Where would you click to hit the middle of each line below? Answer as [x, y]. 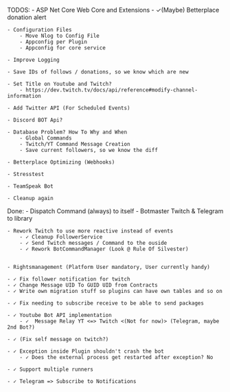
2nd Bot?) [21, 327]
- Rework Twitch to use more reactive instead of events [90, 231]
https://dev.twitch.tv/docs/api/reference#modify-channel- [111, 90]
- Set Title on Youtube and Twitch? [59, 84]
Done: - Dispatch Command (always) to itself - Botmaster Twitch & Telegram [115, 211]
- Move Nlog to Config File [59, 36]
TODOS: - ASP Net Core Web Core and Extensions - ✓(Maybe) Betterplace [113, 10]
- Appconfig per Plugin [54, 42]
